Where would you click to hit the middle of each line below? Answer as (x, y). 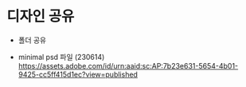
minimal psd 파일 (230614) (61, 57)
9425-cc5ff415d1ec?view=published (78, 74)
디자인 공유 (41, 16)
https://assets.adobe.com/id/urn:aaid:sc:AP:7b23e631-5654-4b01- (128, 65)
